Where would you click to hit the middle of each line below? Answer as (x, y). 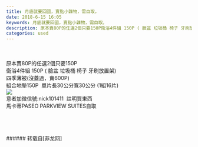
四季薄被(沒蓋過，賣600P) (38, 78)
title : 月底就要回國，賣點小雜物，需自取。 (53, 11)
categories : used (27, 34)
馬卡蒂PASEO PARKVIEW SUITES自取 (51, 106)
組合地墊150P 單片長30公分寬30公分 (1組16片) (62, 85)
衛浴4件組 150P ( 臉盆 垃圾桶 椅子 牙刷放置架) (61, 71)
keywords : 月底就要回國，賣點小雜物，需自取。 (57, 22)
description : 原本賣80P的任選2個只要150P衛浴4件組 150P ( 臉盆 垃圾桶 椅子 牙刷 (98, 28)
